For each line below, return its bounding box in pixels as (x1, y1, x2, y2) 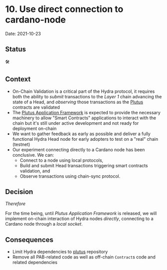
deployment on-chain (12, 125, 57, 131)
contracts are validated (12, 104, 60, 110)
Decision (5, 187, 33, 196)
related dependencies (12, 260, 58, 266)
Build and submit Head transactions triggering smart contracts (19, 162, 148, 168)
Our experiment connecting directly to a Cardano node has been (12, 146, 145, 153)
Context (5, 75, 31, 83)
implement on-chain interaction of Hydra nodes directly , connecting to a (5, 216, 154, 222)
